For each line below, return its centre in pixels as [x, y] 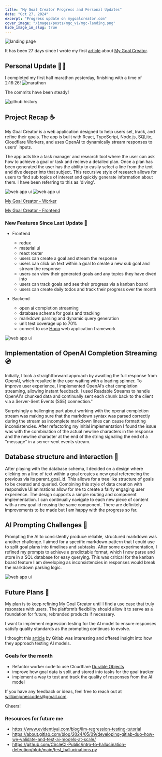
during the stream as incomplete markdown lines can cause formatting [75, 421]
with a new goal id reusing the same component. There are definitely [74, 504]
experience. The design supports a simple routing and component [71, 494]
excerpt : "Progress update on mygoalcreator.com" [56, 18]
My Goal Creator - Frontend [33, 210]
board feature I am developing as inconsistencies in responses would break [80, 563]
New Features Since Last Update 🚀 [46, 223]
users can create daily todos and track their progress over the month [88, 290]
